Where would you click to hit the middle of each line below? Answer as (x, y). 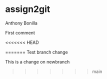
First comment (20, 32)
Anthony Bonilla (21, 23)
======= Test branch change (37, 52)
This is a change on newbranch (37, 61)
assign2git (28, 9)
